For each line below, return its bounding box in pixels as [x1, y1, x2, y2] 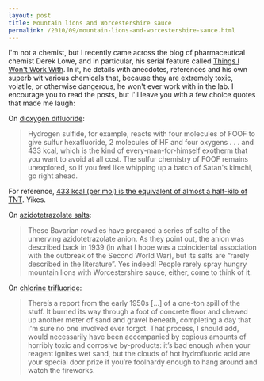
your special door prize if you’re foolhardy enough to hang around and [27, 357, 258, 367]
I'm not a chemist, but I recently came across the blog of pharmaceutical [8, 48, 246, 58]
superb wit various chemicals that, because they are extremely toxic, [8, 73, 234, 83]
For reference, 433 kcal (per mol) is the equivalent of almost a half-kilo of [8, 187, 248, 196]
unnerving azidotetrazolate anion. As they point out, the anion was [27, 234, 245, 244]
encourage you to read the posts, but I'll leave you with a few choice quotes [8, 90, 256, 100]
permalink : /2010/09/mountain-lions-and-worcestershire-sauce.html [8, 26, 236, 34]
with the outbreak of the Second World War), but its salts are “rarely [27, 251, 250, 261]
